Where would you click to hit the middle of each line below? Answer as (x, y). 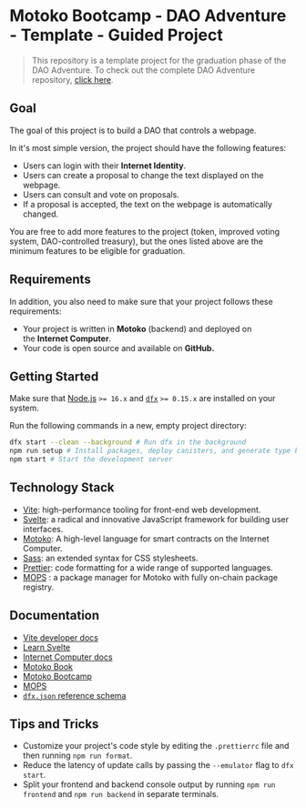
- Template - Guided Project (116, 35)
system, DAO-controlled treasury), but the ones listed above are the (137, 241)
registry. (38, 587)
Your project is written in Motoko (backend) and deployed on (137, 328)
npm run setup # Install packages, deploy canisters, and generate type (150, 451)
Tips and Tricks (54, 724)
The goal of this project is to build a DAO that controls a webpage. (133, 130)
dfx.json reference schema (74, 695)
